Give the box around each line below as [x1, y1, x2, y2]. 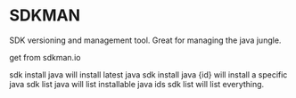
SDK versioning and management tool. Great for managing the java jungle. [9, 35, 282, 45]
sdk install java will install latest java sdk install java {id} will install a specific [9, 69, 288, 80]
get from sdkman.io [9, 52, 81, 62]
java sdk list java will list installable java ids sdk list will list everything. [9, 78, 265, 89]
